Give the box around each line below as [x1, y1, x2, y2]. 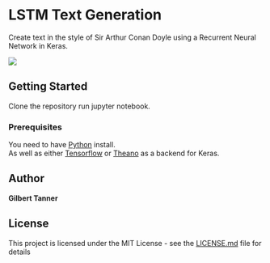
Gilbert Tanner [8, 193, 58, 203]
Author [8, 172, 44, 185]
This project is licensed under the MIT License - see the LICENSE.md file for [8, 238, 262, 248]
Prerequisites [8, 121, 62, 133]
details [8, 247, 31, 257]
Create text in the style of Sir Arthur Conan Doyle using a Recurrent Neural [8, 32, 257, 42]
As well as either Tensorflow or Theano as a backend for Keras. [8, 148, 220, 159]
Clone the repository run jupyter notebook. [8, 101, 151, 111]
